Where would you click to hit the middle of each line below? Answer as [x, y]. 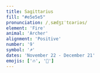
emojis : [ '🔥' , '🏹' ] [30, 61]
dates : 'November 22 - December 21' [51, 55]
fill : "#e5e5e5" [26, 17]
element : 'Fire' [26, 28]
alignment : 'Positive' [34, 39]
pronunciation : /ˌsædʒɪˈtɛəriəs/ [47, 22]
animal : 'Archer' [27, 34]
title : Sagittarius [30, 11]
